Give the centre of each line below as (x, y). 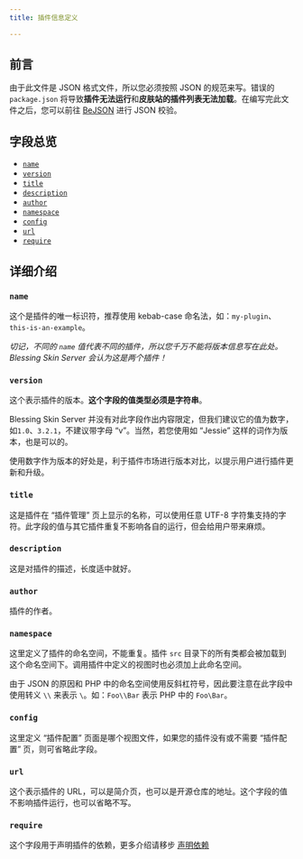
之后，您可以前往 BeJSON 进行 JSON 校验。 (99, 110)
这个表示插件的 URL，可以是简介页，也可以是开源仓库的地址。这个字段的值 (149, 791)
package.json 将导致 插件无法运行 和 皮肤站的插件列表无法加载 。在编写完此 (145, 99)
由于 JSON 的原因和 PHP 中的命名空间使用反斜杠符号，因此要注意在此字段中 (151, 684)
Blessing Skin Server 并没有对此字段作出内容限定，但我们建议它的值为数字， (151, 420)
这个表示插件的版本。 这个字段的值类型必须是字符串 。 (108, 400)
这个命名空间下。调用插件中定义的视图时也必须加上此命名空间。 (128, 665)
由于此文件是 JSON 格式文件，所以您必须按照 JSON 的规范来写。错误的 (142, 88)
